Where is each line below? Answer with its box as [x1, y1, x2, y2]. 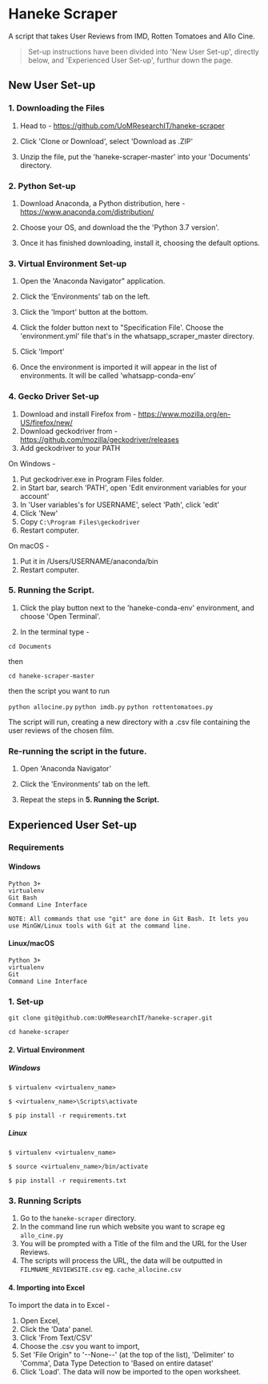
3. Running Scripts [8, 1195, 82, 1206]
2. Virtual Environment [8, 1044, 86, 1054]
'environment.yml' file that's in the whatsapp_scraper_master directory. [19, 332, 254, 341]
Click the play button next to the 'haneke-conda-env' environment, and [19, 602, 254, 613]
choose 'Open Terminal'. [19, 611, 102, 621]
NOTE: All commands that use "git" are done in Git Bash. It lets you [8, 915, 249, 923]
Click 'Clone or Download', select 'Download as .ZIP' [19, 136, 194, 146]
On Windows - [8, 458, 56, 469]
